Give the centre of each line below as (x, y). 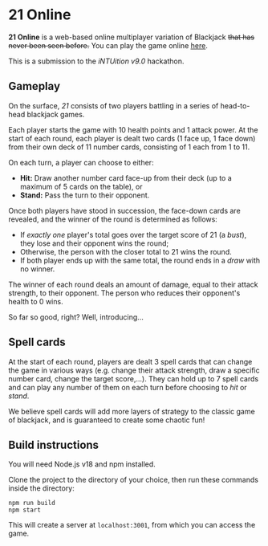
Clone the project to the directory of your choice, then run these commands (134, 480)
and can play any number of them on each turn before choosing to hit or (128, 387)
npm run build (32, 503)
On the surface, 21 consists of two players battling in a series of (114, 105)
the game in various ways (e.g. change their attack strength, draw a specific (134, 370)
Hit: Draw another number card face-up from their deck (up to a (126, 177)
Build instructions (53, 444)
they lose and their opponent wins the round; (94, 243)
